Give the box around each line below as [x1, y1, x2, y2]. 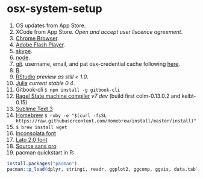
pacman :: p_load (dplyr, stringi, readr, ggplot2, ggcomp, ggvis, [7, 166, 172, 172]
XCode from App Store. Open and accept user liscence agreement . [15, 28, 183, 35]
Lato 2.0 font [15, 136, 48, 143]
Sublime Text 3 [15, 105, 53, 112]
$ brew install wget [15, 124, 67, 130]
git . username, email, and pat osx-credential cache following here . [15, 60, 180, 68]
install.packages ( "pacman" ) [7, 161, 78, 167]
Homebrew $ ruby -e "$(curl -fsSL [15, 111, 107, 119]
